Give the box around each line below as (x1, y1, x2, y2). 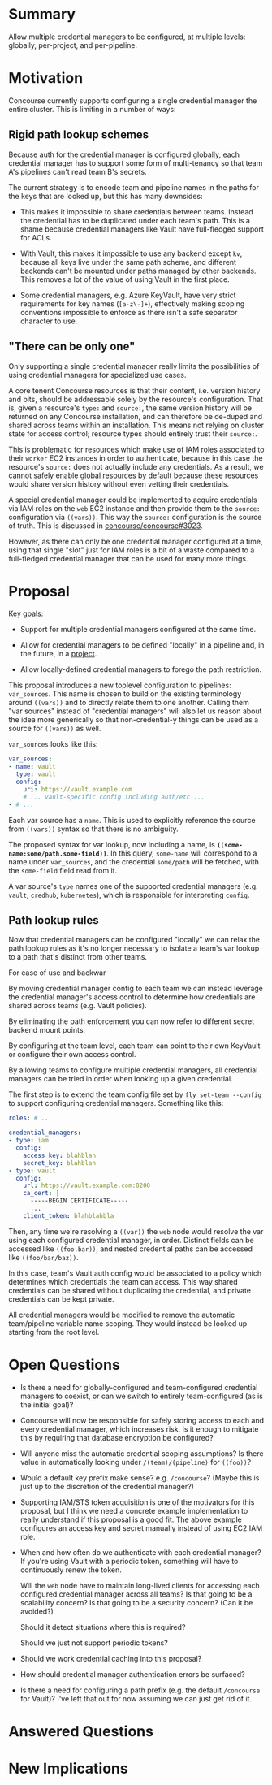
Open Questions (8, 1355, 120, 1374)
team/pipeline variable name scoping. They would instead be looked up (8, 1318, 248, 1328)
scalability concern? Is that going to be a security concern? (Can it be (19, 1597, 253, 1607)
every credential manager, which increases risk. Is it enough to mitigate (19, 1423, 259, 1434)
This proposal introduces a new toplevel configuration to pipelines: (8, 680, 231, 691)
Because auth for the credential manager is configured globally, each (8, 149, 240, 159)
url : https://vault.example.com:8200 (23, 1181, 151, 1190)
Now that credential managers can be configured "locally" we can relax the (8, 935, 261, 945)
